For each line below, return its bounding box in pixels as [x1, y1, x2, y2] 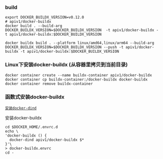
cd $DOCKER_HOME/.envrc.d [5, 124, 58, 129]
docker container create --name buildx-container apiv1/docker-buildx [5, 73, 152, 78]
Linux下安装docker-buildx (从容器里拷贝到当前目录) [5, 61, 128, 68]
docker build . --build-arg [5, 23, 63, 28]
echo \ [5, 129, 19, 134]
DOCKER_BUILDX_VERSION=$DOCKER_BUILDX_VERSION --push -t [5, 45, 124, 50]
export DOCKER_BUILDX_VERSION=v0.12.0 [5, 15, 84, 20]
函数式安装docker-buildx [5, 93, 65, 100]
